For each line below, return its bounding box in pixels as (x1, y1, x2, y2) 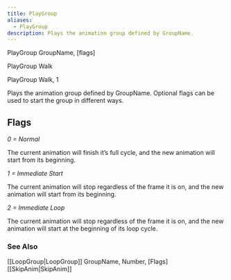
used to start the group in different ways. (7, 97, 124, 105)
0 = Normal (7, 135, 40, 143)
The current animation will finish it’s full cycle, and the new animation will (7, 149, 215, 157)
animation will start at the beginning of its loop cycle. (7, 224, 158, 233)
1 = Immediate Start (7, 170, 64, 178)
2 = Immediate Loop (7, 204, 65, 212)
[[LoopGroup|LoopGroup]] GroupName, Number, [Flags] (7, 258, 169, 266)
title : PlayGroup (7, 10, 58, 17)
